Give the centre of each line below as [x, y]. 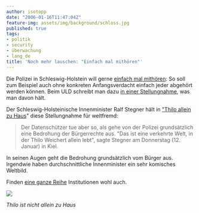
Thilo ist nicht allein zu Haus [41, 205]
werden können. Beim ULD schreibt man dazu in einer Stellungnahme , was [98, 91]
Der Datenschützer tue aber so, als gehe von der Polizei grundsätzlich [107, 127]
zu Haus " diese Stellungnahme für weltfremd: [62, 115]
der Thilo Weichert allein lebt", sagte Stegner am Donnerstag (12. [101, 140]
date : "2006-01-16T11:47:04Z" [44, 17]
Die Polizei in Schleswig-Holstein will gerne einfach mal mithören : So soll [96, 79]
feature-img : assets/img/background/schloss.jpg [68, 23]
